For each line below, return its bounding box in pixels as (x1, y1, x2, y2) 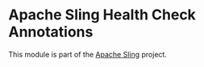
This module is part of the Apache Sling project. (8, 49, 168, 59)
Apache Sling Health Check (8, 6, 196, 24)
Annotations (8, 23, 94, 41)
